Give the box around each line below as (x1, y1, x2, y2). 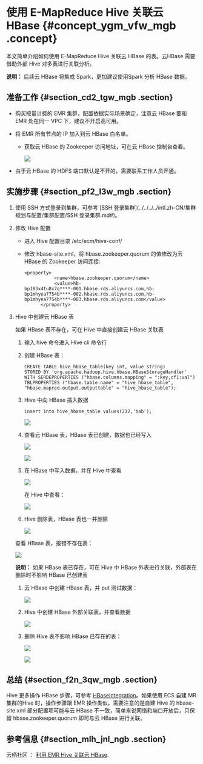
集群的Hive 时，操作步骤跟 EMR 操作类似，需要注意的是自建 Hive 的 (6, 699, 175, 706)
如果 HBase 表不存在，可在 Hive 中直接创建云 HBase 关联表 (15, 325, 164, 333)
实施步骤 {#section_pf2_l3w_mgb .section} (6, 187, 171, 197)
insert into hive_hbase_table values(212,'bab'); (24, 408, 153, 414)
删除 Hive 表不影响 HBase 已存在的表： (24, 633, 122, 640)
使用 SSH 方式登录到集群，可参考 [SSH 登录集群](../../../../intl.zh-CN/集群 (15, 204, 196, 211)
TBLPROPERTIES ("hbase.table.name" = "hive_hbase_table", (24, 379, 174, 385)
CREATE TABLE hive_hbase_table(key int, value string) (24, 364, 165, 370)
